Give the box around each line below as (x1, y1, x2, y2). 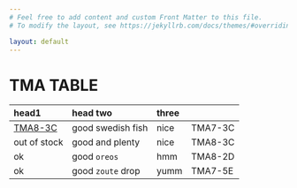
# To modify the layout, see (9, 21, 117, 30)
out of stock (13, 136, 64, 148)
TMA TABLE (9, 75, 99, 95)
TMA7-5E (191, 165, 234, 177)
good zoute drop (72, 165, 141, 177)
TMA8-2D (191, 151, 235, 163)
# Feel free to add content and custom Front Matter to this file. (9, 12, 263, 22)
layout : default (9, 37, 69, 46)
